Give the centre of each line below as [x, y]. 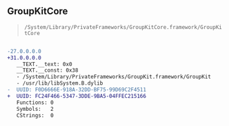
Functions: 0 [35, 103]
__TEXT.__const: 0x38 [47, 71]
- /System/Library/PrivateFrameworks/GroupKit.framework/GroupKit [114, 77]
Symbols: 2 [35, 109]
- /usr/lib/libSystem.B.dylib [60, 83]
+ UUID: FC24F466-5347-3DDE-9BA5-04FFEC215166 [77, 96]
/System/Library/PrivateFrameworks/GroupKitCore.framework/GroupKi [123, 27]
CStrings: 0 [35, 115]
